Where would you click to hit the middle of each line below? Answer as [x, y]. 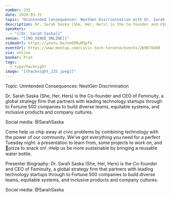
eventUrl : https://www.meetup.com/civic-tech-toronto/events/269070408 [83, 48]
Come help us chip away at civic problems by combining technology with [82, 132]
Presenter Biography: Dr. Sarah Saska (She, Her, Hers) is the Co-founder [81, 164]
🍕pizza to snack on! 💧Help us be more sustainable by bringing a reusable [81, 148]
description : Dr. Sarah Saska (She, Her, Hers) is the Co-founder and [82, 24]
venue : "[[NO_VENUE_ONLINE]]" [37, 39]
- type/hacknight [28, 67]
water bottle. [19, 154]
